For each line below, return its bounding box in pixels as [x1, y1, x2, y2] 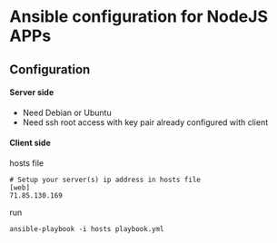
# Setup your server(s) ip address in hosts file [9, 175, 202, 184]
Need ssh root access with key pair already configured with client [22, 116, 269, 128]
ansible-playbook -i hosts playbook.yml [9, 224, 165, 233]
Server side [9, 87, 54, 98]
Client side [9, 138, 52, 149]
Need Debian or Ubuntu [22, 107, 112, 118]
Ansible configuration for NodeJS [9, 6, 268, 27]
